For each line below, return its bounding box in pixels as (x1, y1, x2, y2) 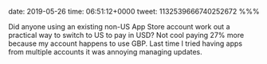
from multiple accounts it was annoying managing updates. (8, 47, 203, 56)
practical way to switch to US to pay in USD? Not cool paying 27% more (8, 31, 245, 40)
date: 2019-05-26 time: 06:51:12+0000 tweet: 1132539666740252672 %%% (8, 7, 260, 16)
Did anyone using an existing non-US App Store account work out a (8, 22, 230, 31)
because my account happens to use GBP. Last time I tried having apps (8, 39, 243, 48)
